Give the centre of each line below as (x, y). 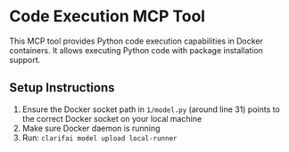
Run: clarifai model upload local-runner (99, 137)
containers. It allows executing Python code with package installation (136, 50)
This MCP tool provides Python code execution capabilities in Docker (136, 41)
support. (25, 60)
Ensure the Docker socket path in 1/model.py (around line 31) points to (151, 109)
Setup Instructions (62, 88)
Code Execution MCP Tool (107, 16)
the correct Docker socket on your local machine (112, 118)
